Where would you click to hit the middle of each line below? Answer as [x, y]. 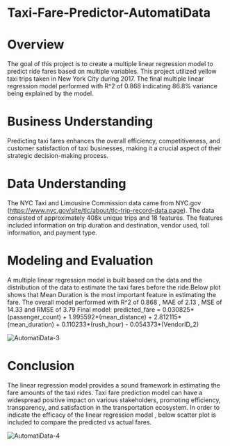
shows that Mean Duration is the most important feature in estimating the [112, 294]
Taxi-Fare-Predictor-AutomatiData [109, 13]
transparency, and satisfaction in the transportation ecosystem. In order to [114, 407]
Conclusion [41, 366]
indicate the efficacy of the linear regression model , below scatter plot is [112, 415]
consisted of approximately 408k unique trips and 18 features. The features [115, 218]
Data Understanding [67, 184]
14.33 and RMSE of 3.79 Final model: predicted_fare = [84, 309]
